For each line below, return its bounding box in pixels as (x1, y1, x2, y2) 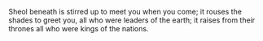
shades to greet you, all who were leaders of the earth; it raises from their (8, 15, 256, 25)
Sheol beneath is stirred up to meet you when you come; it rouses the (8, 7, 243, 16)
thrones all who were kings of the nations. (8, 24, 149, 33)
